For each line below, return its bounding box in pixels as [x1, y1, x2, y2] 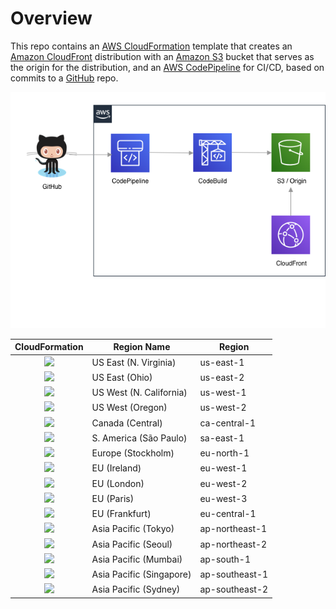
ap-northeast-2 [199, 538, 268, 550]
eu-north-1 [199, 447, 250, 459]
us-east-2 [199, 371, 245, 383]
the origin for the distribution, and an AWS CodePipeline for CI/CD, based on [10, 61, 325, 73]
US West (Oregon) [91, 402, 168, 414]
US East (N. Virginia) [91, 356, 177, 368]
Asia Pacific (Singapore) [91, 568, 192, 581]
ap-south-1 [199, 553, 251, 565]
